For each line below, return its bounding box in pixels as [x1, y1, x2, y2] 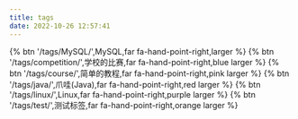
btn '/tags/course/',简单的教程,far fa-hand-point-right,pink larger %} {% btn [9, 68, 290, 79]
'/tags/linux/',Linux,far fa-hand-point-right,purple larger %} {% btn [9, 89, 257, 99]
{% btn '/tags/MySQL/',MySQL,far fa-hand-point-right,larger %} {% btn [9, 46, 275, 56]
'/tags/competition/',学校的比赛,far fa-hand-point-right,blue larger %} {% [9, 56, 280, 67]
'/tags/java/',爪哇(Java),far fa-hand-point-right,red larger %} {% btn [9, 79, 261, 89]
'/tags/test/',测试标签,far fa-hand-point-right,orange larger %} [9, 99, 239, 110]
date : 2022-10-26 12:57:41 [9, 21, 111, 30]
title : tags [9, 13, 54, 22]
